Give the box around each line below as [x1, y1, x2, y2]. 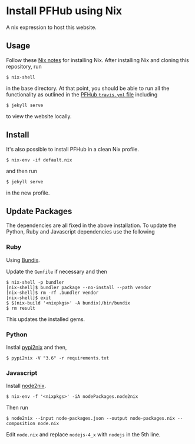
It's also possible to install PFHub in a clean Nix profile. [6, 145, 140, 153]
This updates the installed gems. [6, 315, 85, 323]
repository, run [6, 63, 42, 70]
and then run [6, 167, 37, 174]
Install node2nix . [6, 383, 46, 390]
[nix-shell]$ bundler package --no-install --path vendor [6, 284, 151, 290]
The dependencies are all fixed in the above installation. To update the [6, 222, 177, 229]
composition [6, 421, 35, 427]
